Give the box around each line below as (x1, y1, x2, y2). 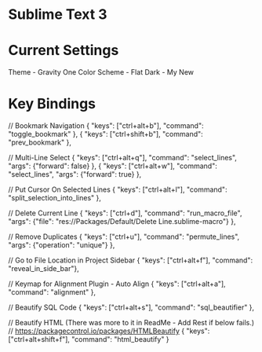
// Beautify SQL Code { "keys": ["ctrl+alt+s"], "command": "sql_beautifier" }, (8, 302, 255, 312)
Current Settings (8, 42, 119, 60)
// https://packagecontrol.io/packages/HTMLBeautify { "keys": (8, 326, 210, 335)
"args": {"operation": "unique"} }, (8, 240, 115, 250)
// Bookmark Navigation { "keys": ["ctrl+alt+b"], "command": (8, 121, 204, 130)
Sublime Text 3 (8, 5, 107, 24)
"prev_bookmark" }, (8, 137, 72, 147)
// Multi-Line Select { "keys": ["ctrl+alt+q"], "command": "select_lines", (8, 153, 238, 163)
